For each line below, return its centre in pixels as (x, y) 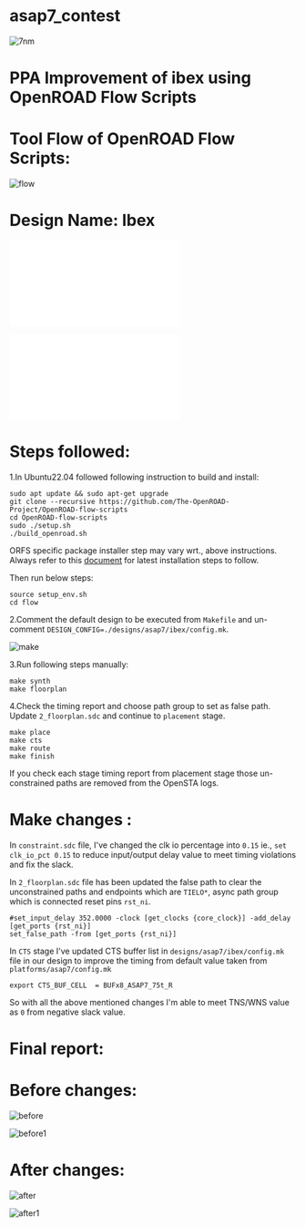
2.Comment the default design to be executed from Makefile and (131, 619)
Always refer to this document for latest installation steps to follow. (134, 560)
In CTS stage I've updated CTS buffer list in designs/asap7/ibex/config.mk (147, 951)
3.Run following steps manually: (69, 664)
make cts (26, 740)
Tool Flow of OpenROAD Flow (122, 139)
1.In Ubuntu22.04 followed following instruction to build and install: (134, 477)
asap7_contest (65, 16)
